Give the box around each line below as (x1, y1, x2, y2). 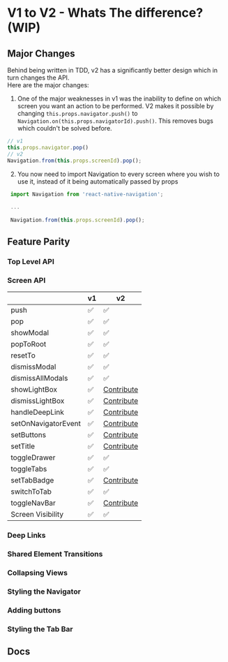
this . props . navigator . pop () (7, 144, 89, 151)
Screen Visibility (10, 510, 64, 520)
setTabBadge (10, 476, 54, 485)
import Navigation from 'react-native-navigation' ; (10, 191, 164, 198)
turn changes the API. (7, 73, 70, 82)
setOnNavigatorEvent (10, 419, 82, 429)
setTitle (10, 441, 36, 451)
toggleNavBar (10, 498, 56, 508)
